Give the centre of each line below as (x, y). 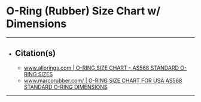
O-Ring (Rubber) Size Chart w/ (83, 11)
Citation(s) (35, 53)
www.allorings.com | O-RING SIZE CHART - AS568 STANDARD (101, 68)
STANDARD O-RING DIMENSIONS (66, 87)
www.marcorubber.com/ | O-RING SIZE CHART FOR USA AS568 (103, 80)
